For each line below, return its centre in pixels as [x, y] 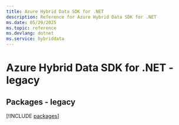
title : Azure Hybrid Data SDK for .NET [55, 11]
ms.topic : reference [32, 28]
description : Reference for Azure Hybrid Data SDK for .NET [82, 17]
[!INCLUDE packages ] [33, 116]
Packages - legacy [41, 102]
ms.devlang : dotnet [30, 33]
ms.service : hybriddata [35, 39]
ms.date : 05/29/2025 [32, 22]
